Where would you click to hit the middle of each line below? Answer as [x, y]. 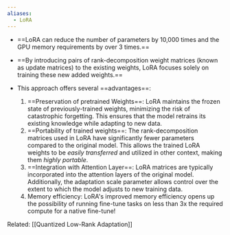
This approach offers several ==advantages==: [84, 88]
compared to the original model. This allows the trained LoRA [114, 145]
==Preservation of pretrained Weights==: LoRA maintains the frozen [124, 101]
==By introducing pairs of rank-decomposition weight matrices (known [117, 60]
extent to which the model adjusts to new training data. [105, 189]
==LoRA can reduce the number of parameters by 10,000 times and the [118, 39]
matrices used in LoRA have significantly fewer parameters [111, 137]
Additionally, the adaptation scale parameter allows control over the [123, 181]
